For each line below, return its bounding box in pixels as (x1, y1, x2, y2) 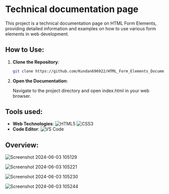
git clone (12, 69, 34, 74)
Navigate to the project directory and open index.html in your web (12, 87, 150, 94)
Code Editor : (12, 126, 39, 132)
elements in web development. (5, 31, 69, 37)
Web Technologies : (12, 121, 54, 127)
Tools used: (5, 107, 43, 116)
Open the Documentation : (12, 78, 68, 84)
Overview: (5, 141, 39, 149)
